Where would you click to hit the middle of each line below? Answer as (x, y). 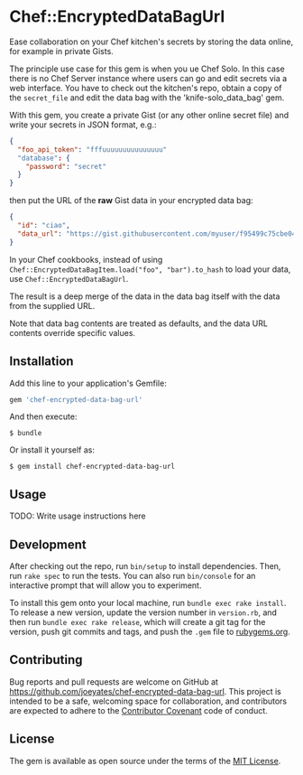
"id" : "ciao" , (44, 226)
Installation (41, 362)
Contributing (46, 660)
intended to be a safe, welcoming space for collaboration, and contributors (148, 701)
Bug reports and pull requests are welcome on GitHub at (114, 682)
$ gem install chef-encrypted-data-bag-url (92, 467)
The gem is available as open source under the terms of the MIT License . (145, 761)
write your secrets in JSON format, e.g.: (83, 125)
